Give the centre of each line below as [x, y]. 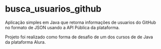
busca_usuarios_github [53, 9]
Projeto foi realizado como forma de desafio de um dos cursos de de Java [79, 37]
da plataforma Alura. [25, 42]
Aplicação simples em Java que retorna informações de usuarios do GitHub [80, 22]
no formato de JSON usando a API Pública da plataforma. [62, 27]
